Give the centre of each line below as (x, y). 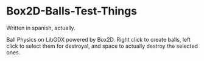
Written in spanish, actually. (41, 28)
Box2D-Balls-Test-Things (72, 11)
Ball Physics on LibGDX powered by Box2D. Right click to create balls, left (98, 39)
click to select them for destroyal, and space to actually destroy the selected (102, 46)
